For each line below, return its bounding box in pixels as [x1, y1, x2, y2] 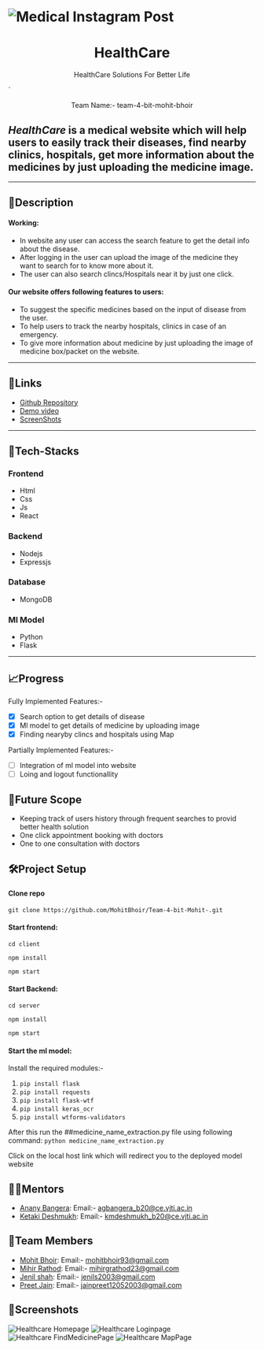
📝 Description [8, 196, 74, 210]
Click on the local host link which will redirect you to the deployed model [8, 1151, 243, 1161]
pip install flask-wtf [19, 1097, 94, 1105]
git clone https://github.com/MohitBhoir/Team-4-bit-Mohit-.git [8, 906, 223, 914]
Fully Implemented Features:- [8, 696, 104, 706]
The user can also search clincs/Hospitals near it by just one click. [19, 269, 234, 279]
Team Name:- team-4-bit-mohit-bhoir [70, 101, 194, 110]
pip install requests [19, 1089, 90, 1096]
